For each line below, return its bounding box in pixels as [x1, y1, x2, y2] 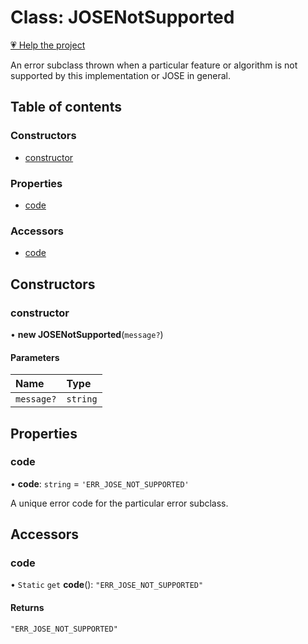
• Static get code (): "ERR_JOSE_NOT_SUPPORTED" [10, 579, 204, 591]
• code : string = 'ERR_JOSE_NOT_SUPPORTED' [10, 477, 190, 490]
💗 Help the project [10, 39, 86, 51]
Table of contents [10, 99, 122, 116]
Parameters [10, 351, 60, 363]
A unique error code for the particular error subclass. [10, 497, 229, 509]
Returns [10, 602, 45, 614]
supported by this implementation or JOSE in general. [10, 69, 232, 81]
